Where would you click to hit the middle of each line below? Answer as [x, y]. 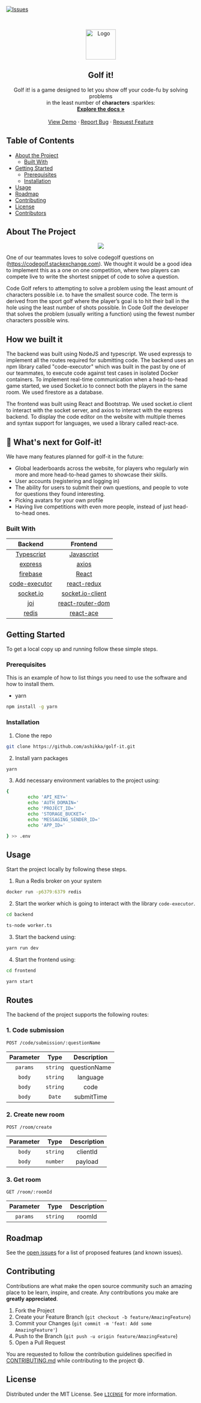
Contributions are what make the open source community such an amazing [99, 1286]
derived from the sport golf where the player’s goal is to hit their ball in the [98, 301]
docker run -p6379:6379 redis [44, 892]
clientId [87, 1152]
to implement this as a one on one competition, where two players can [93, 270]
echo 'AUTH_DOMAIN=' [53, 803]
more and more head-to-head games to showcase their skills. [91, 475]
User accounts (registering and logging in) [67, 481]
